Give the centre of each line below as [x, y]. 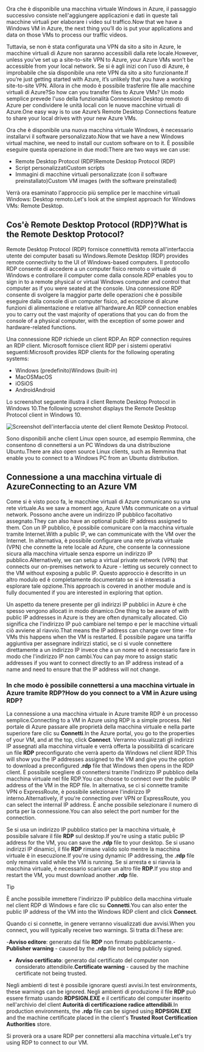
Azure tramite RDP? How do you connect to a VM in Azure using [102, 692]
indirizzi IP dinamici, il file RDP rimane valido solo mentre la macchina [93, 849]
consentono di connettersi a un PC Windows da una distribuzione [88, 445]
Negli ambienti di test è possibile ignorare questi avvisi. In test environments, [102, 985]
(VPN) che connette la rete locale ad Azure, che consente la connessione [98, 547]
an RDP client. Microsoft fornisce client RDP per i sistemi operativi [89, 346]
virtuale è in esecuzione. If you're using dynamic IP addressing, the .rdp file [100, 855]
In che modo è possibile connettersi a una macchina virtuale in [100, 685]
